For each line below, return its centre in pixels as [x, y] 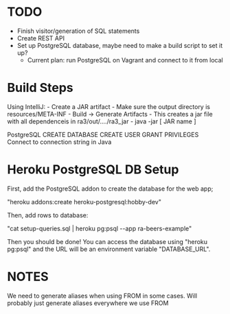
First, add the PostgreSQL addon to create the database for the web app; [110, 189]
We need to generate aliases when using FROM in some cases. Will [102, 295]
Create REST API [41, 38]
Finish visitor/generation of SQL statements [78, 31]
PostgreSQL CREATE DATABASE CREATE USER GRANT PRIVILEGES [103, 134]
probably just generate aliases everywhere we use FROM [88, 303]
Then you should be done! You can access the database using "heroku [107, 241]
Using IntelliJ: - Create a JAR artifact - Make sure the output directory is [109, 106]
